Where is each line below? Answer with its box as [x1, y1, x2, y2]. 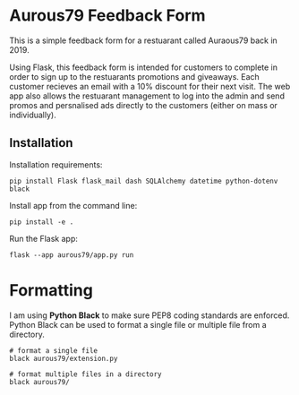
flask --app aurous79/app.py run [9, 250, 134, 260]
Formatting [9, 279, 94, 300]
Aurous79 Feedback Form [9, 5, 206, 26]
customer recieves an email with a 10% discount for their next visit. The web [9, 81, 291, 91]
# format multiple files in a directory [9, 369, 163, 379]
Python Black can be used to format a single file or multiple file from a [9, 319, 267, 330]
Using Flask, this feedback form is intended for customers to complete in [9, 62, 278, 73]
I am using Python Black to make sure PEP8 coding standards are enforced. [9, 310, 290, 321]
